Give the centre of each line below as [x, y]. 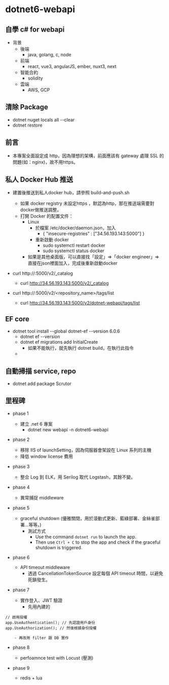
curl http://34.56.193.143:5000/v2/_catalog [64, 283]
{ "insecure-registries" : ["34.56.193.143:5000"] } [94, 234]
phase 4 [21, 487]
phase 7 [21, 590]
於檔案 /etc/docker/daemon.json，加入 [76, 228]
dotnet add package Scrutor [42, 384]
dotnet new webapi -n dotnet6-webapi [68, 429]
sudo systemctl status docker [74, 251]
